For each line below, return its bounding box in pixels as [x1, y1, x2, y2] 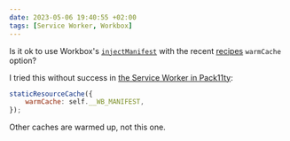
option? [9, 55, 37, 66]
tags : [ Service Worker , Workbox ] [9, 21, 133, 30]
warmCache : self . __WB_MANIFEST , [25, 98, 145, 106]
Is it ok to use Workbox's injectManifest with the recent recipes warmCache [9, 45, 282, 56]
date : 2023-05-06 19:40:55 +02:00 [9, 12, 137, 22]
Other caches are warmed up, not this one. [9, 121, 166, 133]
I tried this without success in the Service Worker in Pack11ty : [9, 72, 233, 82]
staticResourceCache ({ [9, 90, 93, 98]
